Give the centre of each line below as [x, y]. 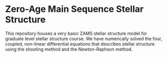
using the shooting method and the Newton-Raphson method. [69, 49]
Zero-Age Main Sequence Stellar [74, 9]
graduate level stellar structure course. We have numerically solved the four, [84, 39]
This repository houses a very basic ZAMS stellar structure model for [76, 33]
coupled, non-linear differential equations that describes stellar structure [80, 44]
